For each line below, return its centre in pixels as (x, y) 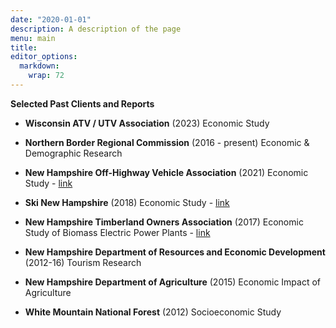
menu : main (33, 38)
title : (24, 47)
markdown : (39, 66)
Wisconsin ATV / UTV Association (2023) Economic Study (147, 123)
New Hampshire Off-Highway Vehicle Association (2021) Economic (166, 172)
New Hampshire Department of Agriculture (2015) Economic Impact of (173, 282)
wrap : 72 (46, 76)
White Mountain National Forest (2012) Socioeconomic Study (153, 312)
